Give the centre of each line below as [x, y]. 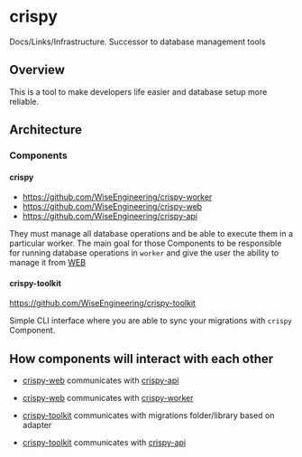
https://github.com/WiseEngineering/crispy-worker [117, 197]
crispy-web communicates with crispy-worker [108, 398]
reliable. [24, 101]
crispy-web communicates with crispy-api [101, 380]
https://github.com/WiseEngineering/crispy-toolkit [103, 303]
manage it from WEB [48, 263]
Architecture [46, 130]
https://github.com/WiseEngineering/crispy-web [112, 207]
